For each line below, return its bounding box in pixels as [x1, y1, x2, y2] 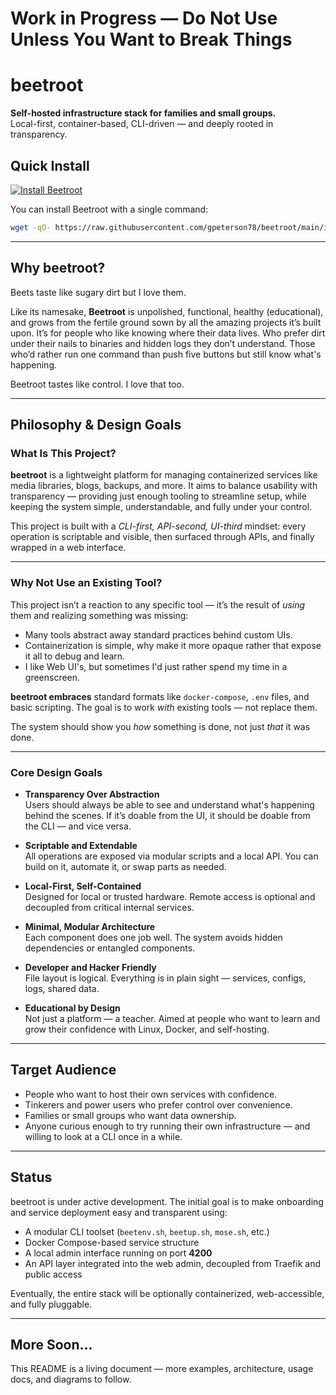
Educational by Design [24, 1002, 121, 1014]
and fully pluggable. [10, 1298, 93, 1310]
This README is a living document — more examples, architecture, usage [10, 1363, 314, 1375]
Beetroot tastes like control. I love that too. [10, 378, 185, 390]
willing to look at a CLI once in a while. [24, 1130, 183, 1142]
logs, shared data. [24, 982, 100, 994]
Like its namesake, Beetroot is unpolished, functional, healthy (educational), [10, 305, 324, 317]
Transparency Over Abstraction [24, 788, 160, 800]
